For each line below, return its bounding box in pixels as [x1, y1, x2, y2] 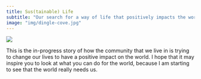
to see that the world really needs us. [6, 66, 98, 73]
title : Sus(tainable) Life [6, 8, 74, 15]
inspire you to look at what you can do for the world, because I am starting [6, 60, 190, 67]
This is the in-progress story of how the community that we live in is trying [6, 47, 190, 54]
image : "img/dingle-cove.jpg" [6, 20, 82, 26]
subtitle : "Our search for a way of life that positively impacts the [6, 14, 186, 20]
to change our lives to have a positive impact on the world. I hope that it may [6, 53, 194, 61]
